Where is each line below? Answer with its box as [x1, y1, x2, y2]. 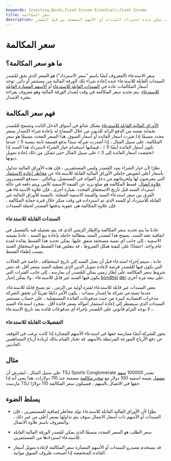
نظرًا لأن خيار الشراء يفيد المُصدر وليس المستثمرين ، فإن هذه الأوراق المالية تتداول [6, 165, 160, 171]
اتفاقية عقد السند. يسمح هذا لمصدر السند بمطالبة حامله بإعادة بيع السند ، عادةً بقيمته [6, 232, 164, 238]
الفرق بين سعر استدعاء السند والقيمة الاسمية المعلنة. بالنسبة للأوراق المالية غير [6, 192, 154, 198]
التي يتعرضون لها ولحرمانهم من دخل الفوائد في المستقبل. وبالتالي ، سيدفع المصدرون [6, 176, 165, 182]
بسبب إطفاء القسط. [6, 248, 45, 254]
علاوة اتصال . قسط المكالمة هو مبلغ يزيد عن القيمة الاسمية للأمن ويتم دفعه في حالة [6, 181, 161, 187]
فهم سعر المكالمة [6, 109, 55, 118]
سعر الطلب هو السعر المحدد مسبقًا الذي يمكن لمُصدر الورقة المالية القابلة [13, 429, 152, 435]
